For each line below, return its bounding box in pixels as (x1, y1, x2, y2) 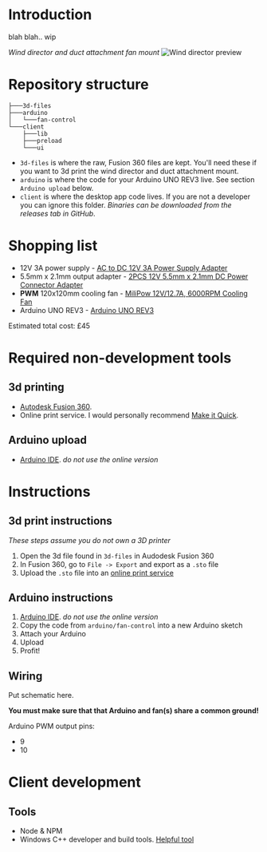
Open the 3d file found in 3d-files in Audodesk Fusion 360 (19, 551, 214, 561)
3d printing (8, 381, 65, 394)
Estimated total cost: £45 (8, 321, 90, 331)
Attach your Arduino (19, 629, 86, 639)
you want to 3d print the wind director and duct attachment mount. (19, 166, 239, 176)
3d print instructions (8, 514, 113, 528)
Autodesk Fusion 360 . (19, 402, 92, 411)
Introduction (8, 6, 92, 24)
